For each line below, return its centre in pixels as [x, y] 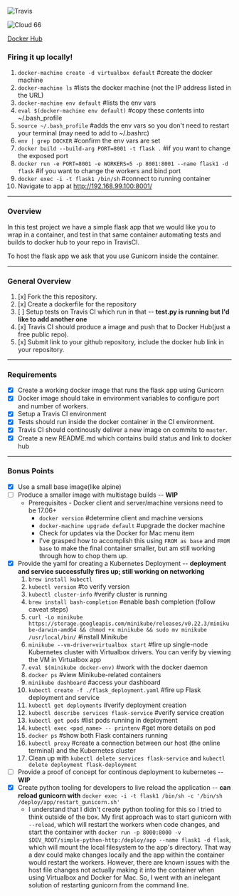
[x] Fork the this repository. [57, 297]
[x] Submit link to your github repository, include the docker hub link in [121, 341]
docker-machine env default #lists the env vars [87, 103]
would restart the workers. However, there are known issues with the [129, 862]
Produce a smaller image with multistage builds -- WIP [97, 495]
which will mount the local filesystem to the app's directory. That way [130, 848]
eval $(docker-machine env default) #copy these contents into [111, 110]
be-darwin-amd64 [52, 630]
